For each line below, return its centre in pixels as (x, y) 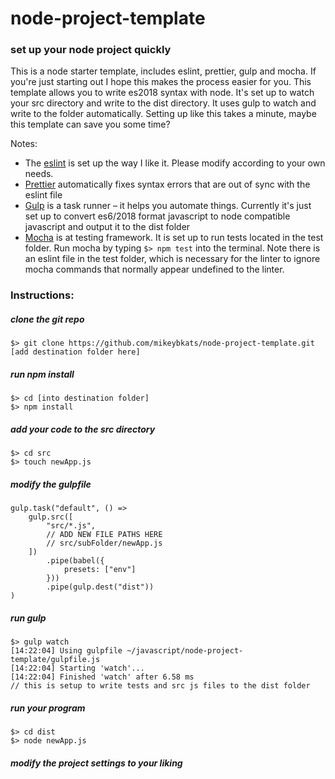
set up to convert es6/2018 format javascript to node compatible (157, 216)
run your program (48, 708)
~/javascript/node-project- (185, 651)
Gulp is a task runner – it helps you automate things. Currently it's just (168, 206)
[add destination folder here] (75, 352)
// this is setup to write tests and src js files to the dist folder (160, 686)
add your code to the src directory (83, 429)
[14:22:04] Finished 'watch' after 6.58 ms (102, 677)
